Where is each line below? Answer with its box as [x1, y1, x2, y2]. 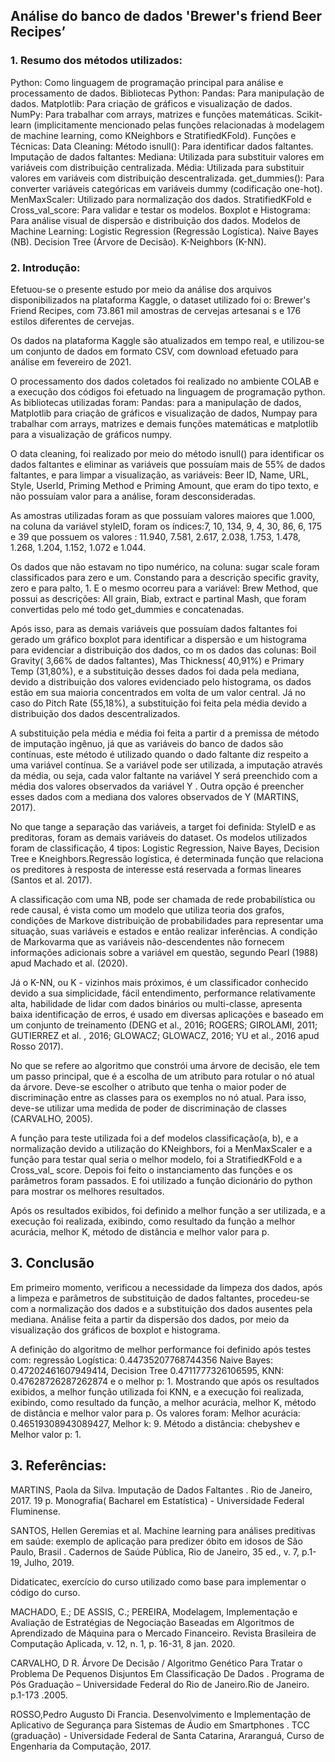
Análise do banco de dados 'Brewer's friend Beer [10, 8, 323, 25]
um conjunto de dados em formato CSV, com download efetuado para [10, 345, 299, 357]
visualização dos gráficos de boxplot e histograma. [10, 1324, 221, 1336]
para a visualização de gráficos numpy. [10, 428, 173, 440]
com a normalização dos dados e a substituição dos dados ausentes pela [10, 1302, 313, 1314]
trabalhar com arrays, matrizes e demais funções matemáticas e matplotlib [10, 417, 319, 429]
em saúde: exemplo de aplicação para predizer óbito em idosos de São [10, 1535, 303, 1547]
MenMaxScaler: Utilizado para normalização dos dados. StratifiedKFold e [10, 193, 312, 205]
